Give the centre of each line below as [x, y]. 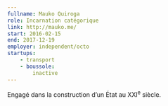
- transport [37, 60]
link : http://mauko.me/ [42, 27]
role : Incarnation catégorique [53, 20]
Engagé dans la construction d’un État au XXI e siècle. [84, 94]
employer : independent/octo [49, 47]
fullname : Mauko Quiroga [44, 14]
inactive [45, 73]
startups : [22, 54]
